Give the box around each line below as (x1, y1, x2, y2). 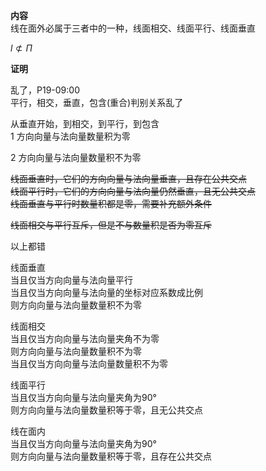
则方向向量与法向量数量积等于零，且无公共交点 (10, 404, 203, 416)
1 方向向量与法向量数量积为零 (10, 130, 131, 142)
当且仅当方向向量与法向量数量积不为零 (10, 358, 168, 369)
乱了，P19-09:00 (10, 84, 80, 96)
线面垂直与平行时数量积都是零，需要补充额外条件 (10, 198, 212, 209)
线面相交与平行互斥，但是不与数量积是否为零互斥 (10, 219, 212, 231)
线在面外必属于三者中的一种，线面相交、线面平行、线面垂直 (10, 22, 256, 34)
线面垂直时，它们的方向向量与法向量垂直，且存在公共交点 (10, 173, 247, 184)
